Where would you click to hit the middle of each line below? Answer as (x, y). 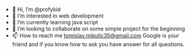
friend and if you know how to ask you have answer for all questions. (98, 44)
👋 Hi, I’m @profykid (36, 9)
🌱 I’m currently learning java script (55, 22)
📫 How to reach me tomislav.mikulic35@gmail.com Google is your (95, 35)
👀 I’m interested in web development (58, 16)
